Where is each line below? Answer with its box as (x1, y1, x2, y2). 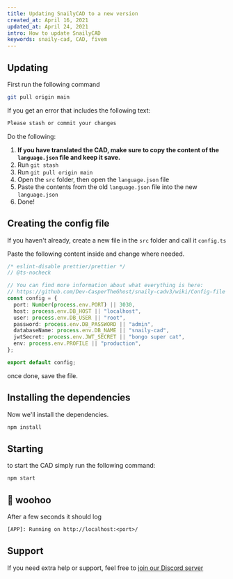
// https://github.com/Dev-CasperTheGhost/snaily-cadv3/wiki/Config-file (7, 288, 226, 295)
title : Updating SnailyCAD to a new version (7, 10, 138, 17)
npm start (7, 475, 36, 482)
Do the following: (7, 132, 56, 140)
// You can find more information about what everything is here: (7, 282, 204, 289)
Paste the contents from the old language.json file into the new (17, 182, 198, 191)
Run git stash (17, 161, 59, 169)
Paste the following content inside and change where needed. (7, 250, 185, 258)
